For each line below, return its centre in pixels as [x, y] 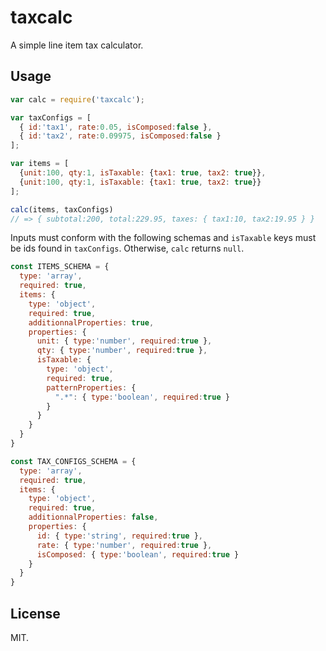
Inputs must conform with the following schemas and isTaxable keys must [163, 238]
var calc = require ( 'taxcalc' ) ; [77, 99]
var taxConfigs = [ [51, 117]
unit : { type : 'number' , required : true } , [124, 341]
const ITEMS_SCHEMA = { [60, 267]
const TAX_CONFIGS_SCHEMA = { [73, 461]
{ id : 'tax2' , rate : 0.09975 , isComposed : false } [120, 136]
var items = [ [40, 164]
